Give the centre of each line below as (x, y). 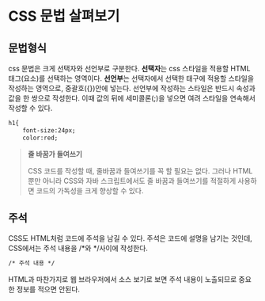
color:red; (40, 138)
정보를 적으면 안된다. (48, 289)
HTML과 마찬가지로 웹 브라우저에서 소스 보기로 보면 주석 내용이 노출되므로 (123, 280)
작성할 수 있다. (30, 108)
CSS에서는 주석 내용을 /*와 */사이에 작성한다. (78, 248)
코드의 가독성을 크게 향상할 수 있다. (90, 190)
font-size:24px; (49, 130)
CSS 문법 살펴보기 (64, 16)
